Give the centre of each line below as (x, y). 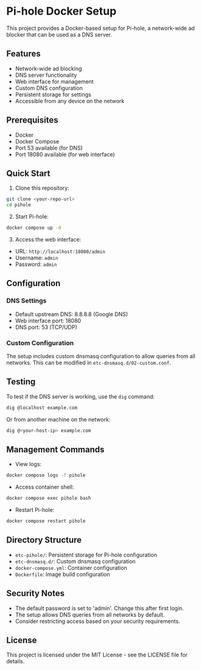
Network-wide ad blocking (48, 68)
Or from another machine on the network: (58, 419)
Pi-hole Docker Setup (62, 11)
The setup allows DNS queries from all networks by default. (90, 614)
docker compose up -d (34, 228)
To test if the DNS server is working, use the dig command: (81, 396)
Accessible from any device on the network (70, 101)
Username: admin (37, 258)
